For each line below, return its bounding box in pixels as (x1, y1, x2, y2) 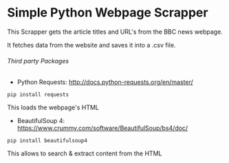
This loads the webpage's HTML (7, 103, 100, 111)
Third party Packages (7, 56, 69, 65)
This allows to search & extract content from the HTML (7, 149, 162, 157)
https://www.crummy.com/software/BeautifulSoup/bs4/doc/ (17, 124, 188, 132)
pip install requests (7, 91, 69, 98)
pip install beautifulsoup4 (7, 138, 88, 144)
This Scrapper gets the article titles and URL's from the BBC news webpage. (7, 28, 223, 36)
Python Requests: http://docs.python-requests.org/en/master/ (17, 78, 194, 87)
